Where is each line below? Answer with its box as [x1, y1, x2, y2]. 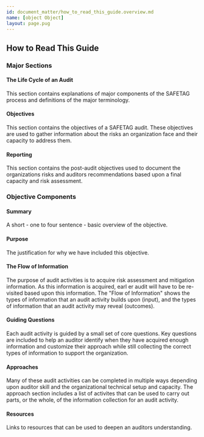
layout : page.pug [6, 20, 51, 26]
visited [6, 289, 23, 297]
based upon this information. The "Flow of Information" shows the [24, 289, 191, 297]
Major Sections [6, 61, 52, 70]
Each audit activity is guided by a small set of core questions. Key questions [6, 330, 197, 338]
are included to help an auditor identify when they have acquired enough [6, 336, 189, 344]
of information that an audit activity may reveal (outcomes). [6, 302, 155, 309]
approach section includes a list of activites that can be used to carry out [6, 390, 190, 397]
